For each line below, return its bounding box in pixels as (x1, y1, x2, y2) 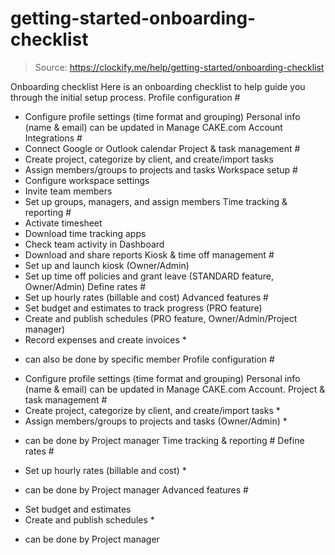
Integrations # (24, 132, 83, 144)
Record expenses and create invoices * (24, 333, 187, 346)
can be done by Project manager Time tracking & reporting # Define (24, 434, 305, 446)
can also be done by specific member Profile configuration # (24, 353, 275, 365)
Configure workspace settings (24, 174, 150, 186)
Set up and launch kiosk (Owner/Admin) (24, 259, 190, 271)
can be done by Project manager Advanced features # (24, 483, 249, 496)
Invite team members (24, 185, 113, 197)
